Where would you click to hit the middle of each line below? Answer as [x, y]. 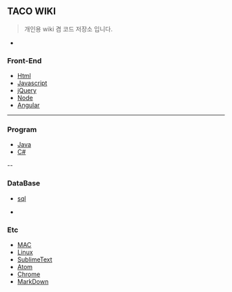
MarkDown [33, 282]
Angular [28, 105]
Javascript [32, 83]
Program [22, 129]
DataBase [24, 183]
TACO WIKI [32, 11]
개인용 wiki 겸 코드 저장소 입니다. [68, 29]
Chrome [29, 274]
